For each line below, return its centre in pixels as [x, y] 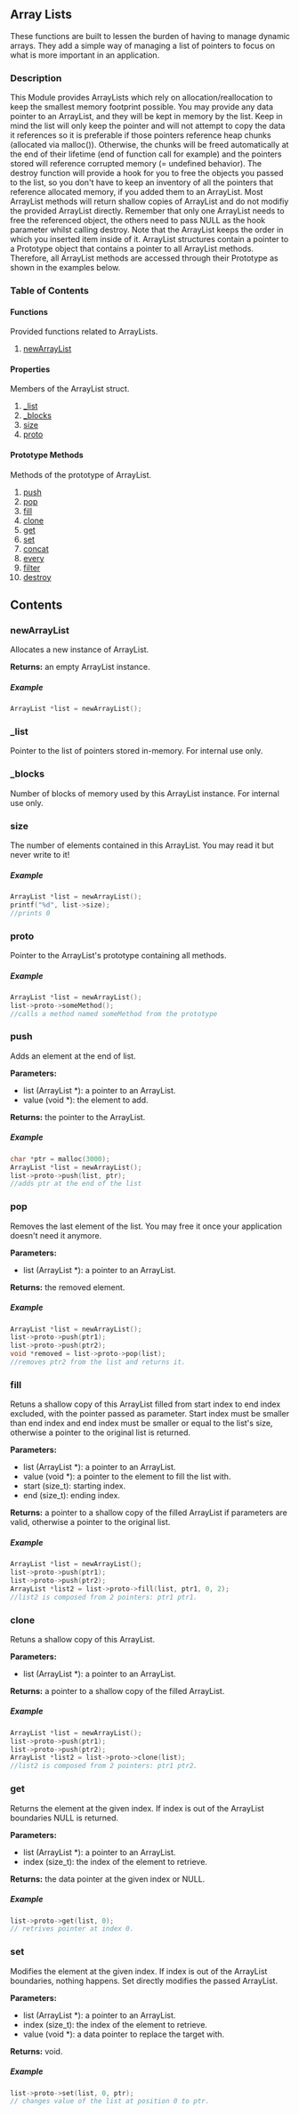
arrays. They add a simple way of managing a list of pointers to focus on [142, 45]
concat [36, 549]
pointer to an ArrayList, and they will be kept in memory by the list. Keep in [146, 117]
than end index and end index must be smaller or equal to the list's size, [141, 1424]
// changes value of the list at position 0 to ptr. [110, 2102]
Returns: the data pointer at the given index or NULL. [108, 1879]
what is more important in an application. [85, 55]
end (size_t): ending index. [72, 1496]
